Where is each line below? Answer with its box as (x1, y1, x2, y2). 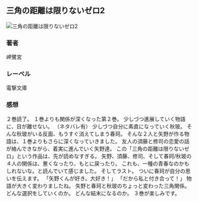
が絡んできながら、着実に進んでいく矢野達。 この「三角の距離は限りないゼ (6, 145, 190, 152)
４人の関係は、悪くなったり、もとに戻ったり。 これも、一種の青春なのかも (6, 160, 190, 167)
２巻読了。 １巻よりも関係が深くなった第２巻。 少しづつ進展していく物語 (6, 115, 186, 122)
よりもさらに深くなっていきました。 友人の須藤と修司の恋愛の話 (32, 137, 190, 144)
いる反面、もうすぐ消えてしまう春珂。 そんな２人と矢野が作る (32, 130, 184, 137)
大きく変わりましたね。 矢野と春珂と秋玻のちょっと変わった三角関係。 (16, 182, 190, 189)
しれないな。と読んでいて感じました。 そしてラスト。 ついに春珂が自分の (6, 167, 186, 174)
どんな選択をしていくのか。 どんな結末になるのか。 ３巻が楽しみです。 (6, 190, 180, 197)
